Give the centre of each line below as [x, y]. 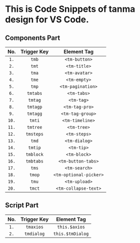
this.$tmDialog [71, 234]
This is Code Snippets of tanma [70, 9]
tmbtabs [35, 161]
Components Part [33, 38]
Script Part [22, 205]
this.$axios [71, 227]
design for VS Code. [47, 20]
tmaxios [35, 227]
